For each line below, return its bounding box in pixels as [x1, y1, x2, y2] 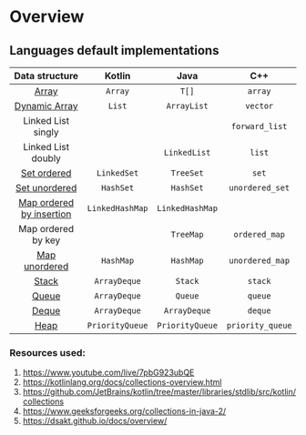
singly [33, 126, 59, 138]
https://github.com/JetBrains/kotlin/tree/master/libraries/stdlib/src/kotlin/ [22, 387, 296, 398]
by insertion [21, 207, 72, 220]
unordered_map [229, 256, 290, 266]
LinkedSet [96, 168, 139, 178]
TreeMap [170, 229, 204, 239]
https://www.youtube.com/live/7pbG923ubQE [22, 367, 195, 379]
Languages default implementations [9, 43, 219, 58]
